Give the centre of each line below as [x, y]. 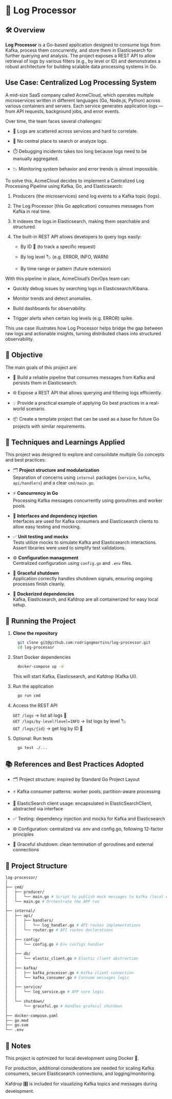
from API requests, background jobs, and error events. [63, 111]
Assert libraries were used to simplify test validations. [69, 548]
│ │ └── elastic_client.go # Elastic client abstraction [72, 959]
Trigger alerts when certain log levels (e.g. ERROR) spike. [73, 318]
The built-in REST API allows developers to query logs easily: [77, 236]
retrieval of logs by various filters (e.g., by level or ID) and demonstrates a [83, 61]
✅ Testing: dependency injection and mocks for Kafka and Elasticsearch [89, 819]
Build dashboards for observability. [50, 308]
